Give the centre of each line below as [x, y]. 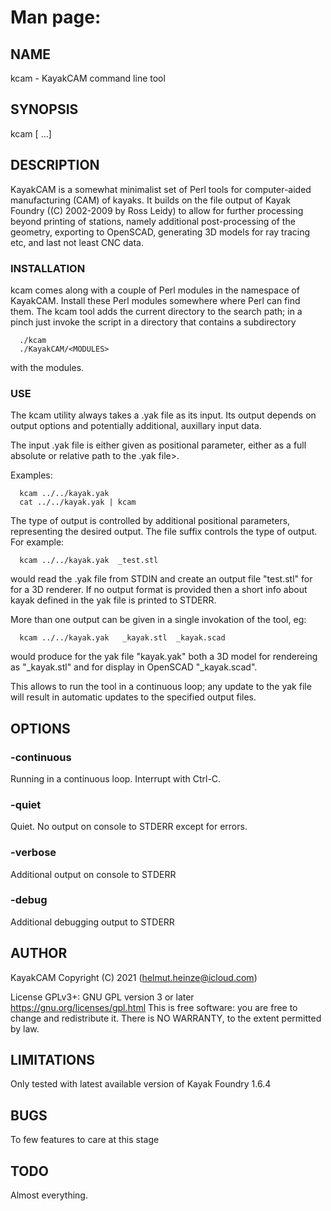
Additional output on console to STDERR [93, 874]
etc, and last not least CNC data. [77, 242]
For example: [37, 542]
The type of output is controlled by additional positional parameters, [150, 521]
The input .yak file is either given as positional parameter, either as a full [158, 445]
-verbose [33, 853]
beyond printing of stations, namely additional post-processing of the [153, 221]
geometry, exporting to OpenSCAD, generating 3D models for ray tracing [160, 232]
